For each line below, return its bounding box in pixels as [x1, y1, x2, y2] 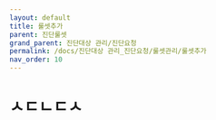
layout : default [9, 13, 71, 23]
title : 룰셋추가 [9, 22, 64, 31]
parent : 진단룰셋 [9, 30, 68, 39]
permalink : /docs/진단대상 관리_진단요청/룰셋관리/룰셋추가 [9, 47, 207, 56]
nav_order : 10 [9, 55, 64, 64]
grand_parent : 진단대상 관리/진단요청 [9, 38, 137, 48]
